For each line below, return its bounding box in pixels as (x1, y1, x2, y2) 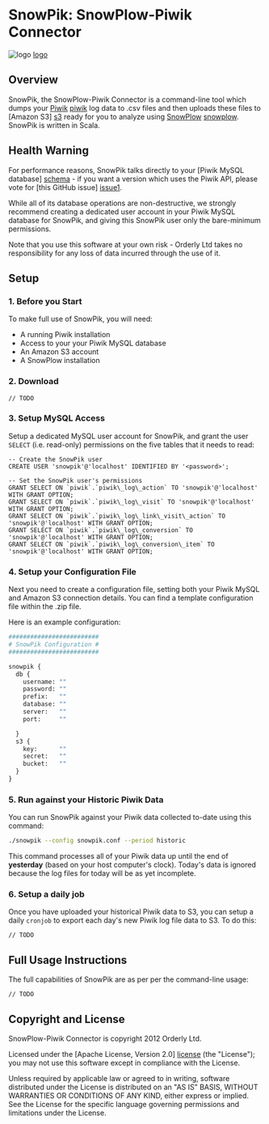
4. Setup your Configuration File (8, 566, 137, 577)
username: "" (23, 678, 67, 686)
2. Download (8, 376, 59, 387)
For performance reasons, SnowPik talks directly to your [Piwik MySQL (8, 165, 245, 175)
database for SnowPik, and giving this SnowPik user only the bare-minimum (8, 215, 261, 225)
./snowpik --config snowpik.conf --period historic (8, 837, 186, 845)
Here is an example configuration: (8, 617, 121, 627)
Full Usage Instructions (8, 953, 128, 967)
